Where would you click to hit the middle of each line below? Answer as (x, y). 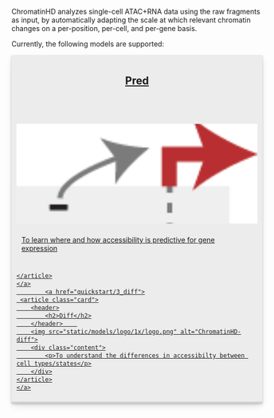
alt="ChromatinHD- (211, 331)
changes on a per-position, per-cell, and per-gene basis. (104, 28)
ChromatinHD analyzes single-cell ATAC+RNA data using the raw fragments (136, 12)
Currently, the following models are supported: (88, 44)
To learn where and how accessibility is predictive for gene (119, 239)
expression (40, 248)
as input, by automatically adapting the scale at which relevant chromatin (131, 20)
